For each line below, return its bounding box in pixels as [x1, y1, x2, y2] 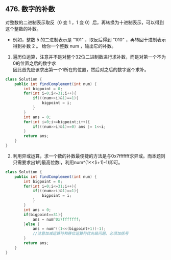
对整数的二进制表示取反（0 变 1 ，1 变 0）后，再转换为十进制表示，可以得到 [5, 19, 164, 25]
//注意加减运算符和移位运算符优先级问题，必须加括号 [32, 231, 129, 236]
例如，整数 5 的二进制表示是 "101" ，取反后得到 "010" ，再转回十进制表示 [12, 36, 166, 42]
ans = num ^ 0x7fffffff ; [32, 217, 81, 222]
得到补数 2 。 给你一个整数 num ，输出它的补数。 [12, 43, 116, 49]
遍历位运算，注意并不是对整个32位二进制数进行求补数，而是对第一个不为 [12, 54, 166, 60]
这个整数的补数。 [5, 25, 41, 32]
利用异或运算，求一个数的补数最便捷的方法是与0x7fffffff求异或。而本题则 [12, 152, 166, 159]
